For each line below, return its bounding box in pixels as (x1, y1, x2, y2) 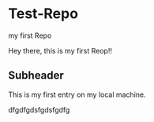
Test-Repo (8, 5, 79, 23)
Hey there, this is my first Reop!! (8, 46, 113, 55)
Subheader (8, 68, 65, 83)
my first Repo (8, 31, 52, 40)
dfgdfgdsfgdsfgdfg (8, 105, 70, 114)
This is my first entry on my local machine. (8, 90, 146, 99)
